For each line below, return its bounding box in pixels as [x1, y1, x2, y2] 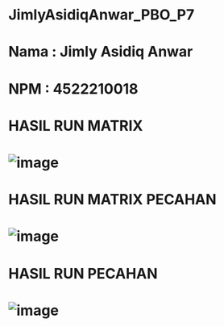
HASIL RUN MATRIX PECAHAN [8, 191, 217, 209]
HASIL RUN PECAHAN [8, 264, 159, 283]
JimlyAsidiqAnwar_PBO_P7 [8, 6, 195, 24]
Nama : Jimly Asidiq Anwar [8, 43, 193, 61]
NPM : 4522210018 [8, 79, 139, 98]
